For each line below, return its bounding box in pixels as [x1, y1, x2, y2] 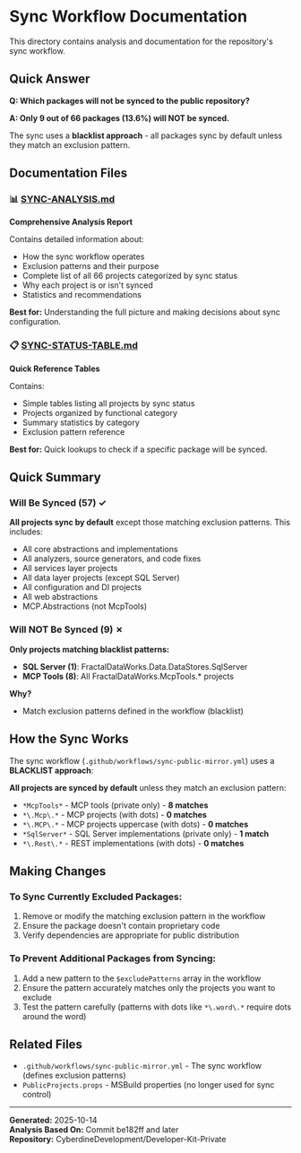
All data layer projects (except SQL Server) [21, 572, 181, 584]
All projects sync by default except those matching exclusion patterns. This [9, 517, 291, 528]
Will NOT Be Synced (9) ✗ [9, 623, 124, 636]
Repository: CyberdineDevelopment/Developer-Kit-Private [9, 1134, 227, 1145]
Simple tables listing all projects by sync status [21, 397, 195, 409]
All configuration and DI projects [21, 582, 142, 593]
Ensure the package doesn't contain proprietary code [21, 921, 220, 932]
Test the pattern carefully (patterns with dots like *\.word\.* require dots [21, 1001, 292, 1012]
